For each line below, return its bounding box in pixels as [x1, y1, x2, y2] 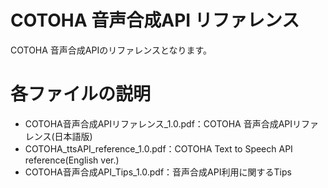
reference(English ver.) [24, 154, 120, 166]
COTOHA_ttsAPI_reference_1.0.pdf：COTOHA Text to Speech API [24, 142, 293, 155]
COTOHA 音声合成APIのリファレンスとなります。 [10, 44, 213, 56]
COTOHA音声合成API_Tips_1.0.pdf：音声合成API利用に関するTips [24, 166, 292, 178]
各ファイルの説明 [10, 83, 152, 106]
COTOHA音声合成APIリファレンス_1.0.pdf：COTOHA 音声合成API [24, 117, 293, 130]
